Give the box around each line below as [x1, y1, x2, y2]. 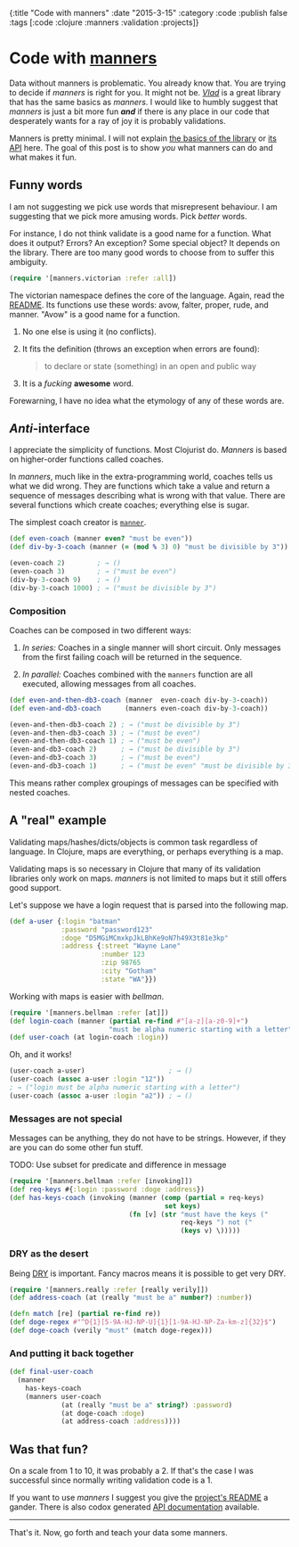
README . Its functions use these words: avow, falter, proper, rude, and [9, 299, 269, 310]
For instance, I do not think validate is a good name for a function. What [9, 227, 271, 239]
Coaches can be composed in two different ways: [9, 624, 191, 636]
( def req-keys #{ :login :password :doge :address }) [9, 1185, 205, 1194]
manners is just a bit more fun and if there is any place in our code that [9, 106, 270, 117]
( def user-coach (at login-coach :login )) [9, 1033, 169, 1042]
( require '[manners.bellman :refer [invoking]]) [9, 1177, 193, 1186]
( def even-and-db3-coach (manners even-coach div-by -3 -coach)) [9, 704, 269, 712]
